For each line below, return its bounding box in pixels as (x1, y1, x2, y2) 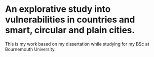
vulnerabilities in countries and (5, 14, 135, 25)
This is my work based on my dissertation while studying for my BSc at (5, 41, 150, 47)
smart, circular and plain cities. (5, 25, 135, 36)
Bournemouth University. (5, 46, 56, 52)
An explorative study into (5, 3, 111, 15)
